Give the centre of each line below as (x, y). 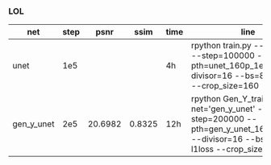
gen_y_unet (33, 124)
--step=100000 (223, 56)
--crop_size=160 (225, 86)
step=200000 (217, 119)
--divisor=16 (217, 139)
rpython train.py (221, 46)
